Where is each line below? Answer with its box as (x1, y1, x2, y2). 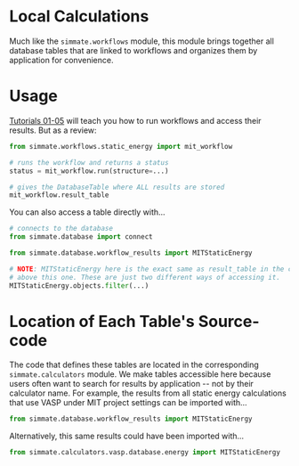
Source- (198, 311, 260, 331)
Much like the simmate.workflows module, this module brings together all (9, 36, 274, 46)
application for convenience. (9, 54, 114, 65)
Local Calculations (9, 6, 149, 27)
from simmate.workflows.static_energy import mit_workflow (9, 142, 233, 151)
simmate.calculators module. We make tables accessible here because (9, 369, 271, 380)
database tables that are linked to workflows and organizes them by (9, 45, 258, 55)
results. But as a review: (9, 125, 97, 135)
